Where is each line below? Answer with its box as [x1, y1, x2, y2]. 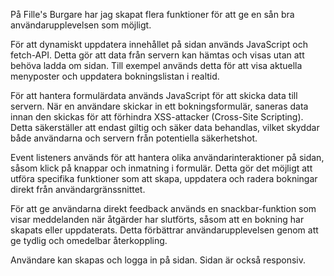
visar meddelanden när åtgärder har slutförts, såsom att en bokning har [10, 214, 305, 225]
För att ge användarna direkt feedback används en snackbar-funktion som [10, 203, 317, 214]
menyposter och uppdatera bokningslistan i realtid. [10, 70, 220, 82]
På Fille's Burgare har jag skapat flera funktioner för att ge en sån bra [10, 9, 295, 20]
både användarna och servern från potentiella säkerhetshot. [10, 132, 258, 144]
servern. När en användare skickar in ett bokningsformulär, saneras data [10, 100, 309, 112]
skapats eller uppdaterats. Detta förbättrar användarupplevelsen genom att [10, 224, 319, 236]
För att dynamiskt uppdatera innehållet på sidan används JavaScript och [10, 39, 308, 50]
